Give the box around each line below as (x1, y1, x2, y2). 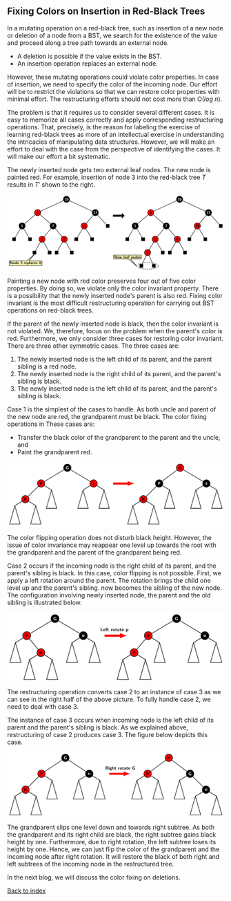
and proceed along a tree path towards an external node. (7, 38, 169, 47)
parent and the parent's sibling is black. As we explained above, (7, 723, 188, 732)
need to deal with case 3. (7, 703, 79, 711)
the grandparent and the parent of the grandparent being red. (7, 548, 182, 557)
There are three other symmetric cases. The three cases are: (7, 342, 181, 350)
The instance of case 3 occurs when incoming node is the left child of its (7, 716, 214, 725)
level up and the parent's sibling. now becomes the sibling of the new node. (7, 584, 222, 592)
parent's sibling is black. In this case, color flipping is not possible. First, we (7, 569, 222, 577)
